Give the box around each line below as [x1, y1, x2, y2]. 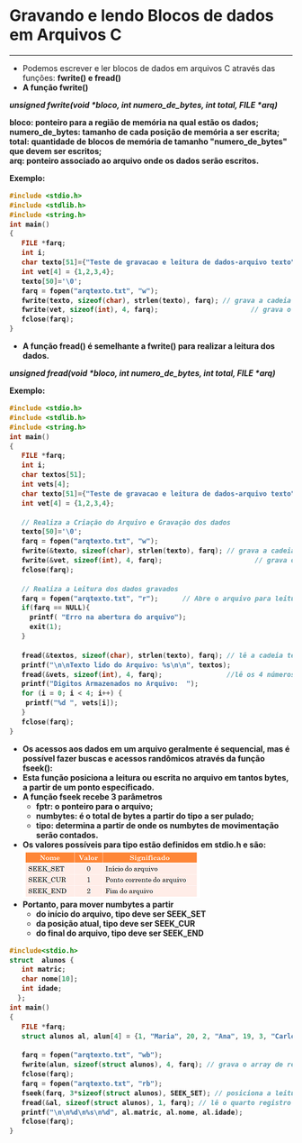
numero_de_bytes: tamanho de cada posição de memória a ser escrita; [9, 126, 280, 137]
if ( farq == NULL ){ [21, 603, 91, 613]
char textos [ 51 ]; [21, 471, 87, 480]
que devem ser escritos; [9, 145, 102, 156]
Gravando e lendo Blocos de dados [9, 5, 274, 26]
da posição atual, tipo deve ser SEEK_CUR [35, 918, 196, 928]
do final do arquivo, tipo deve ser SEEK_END [35, 928, 204, 938]
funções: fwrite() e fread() [22, 72, 121, 83]
